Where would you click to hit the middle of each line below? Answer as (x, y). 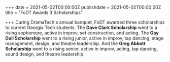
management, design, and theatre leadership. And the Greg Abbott (75, 43)
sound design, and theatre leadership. (45, 54)
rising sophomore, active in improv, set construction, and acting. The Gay (82, 33)
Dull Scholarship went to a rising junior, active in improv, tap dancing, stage (84, 38)
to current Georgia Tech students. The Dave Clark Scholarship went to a (81, 27)
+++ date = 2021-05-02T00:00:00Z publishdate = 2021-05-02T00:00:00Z (83, 7)
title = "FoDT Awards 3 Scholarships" (44, 12)
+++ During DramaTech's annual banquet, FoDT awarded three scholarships (85, 22)
